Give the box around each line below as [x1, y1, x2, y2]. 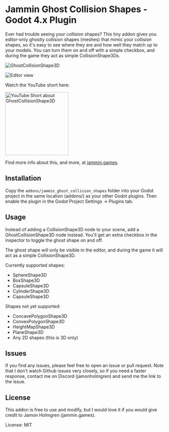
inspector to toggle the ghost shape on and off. [5, 237, 103, 243]
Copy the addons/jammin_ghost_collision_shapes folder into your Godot [5, 187, 154, 193]
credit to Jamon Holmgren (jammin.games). [5, 412, 96, 418]
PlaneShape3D [12, 329, 44, 335]
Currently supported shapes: [5, 262, 65, 268]
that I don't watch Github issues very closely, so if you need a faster [5, 368, 146, 374]
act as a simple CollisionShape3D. [5, 252, 76, 258]
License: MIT [5, 422, 32, 428]
